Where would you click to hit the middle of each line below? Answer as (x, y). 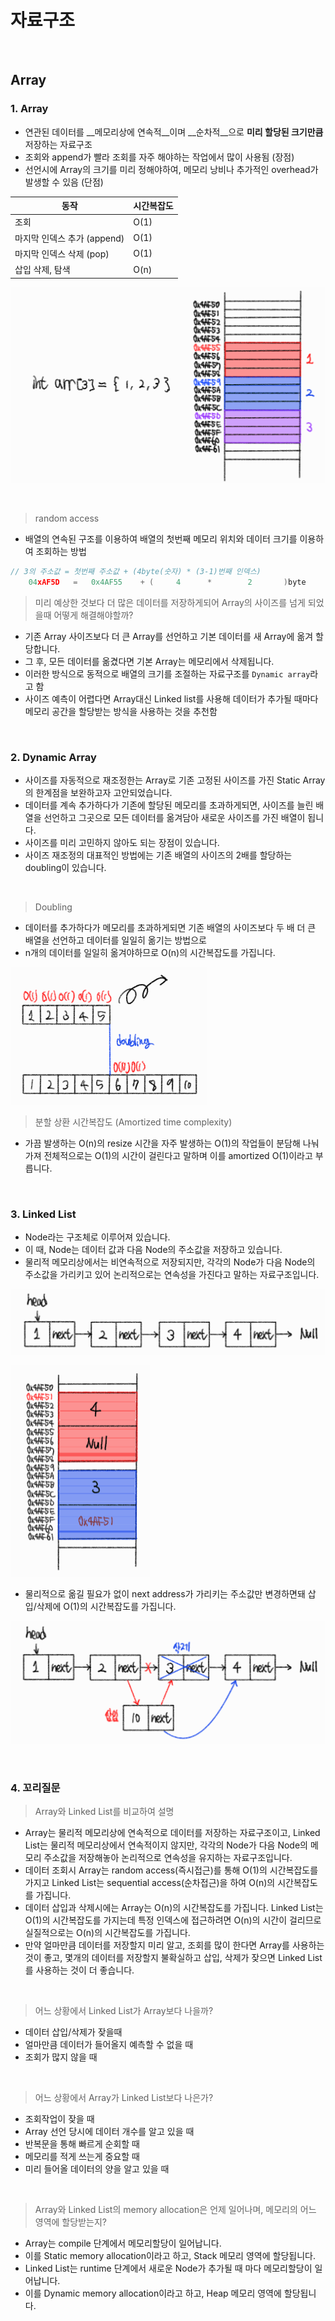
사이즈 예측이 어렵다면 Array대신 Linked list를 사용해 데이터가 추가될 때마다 (171, 698)
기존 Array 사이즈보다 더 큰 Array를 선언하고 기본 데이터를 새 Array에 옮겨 (169, 636)
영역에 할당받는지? (70, 2222)
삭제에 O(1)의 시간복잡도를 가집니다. (106, 1607)
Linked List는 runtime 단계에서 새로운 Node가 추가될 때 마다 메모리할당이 (168, 2268)
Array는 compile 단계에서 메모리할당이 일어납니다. (123, 2243)
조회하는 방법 (61, 552)
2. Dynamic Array (53, 757)
